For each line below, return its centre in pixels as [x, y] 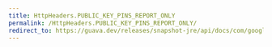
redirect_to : [30, 30]
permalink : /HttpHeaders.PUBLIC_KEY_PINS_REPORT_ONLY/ [103, 23]
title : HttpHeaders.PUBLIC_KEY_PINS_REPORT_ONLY [92, 16]
